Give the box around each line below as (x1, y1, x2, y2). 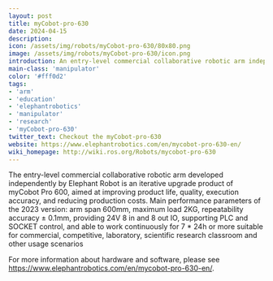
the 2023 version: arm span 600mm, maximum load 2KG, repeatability (8, 205, 244, 214)
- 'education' (8, 95, 57, 103)
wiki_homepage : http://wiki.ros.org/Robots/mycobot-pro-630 (8, 148, 217, 156)
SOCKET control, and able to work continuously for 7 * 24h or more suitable (8, 222, 264, 231)
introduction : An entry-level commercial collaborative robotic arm (8, 58, 245, 66)
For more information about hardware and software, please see (8, 255, 220, 265)
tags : (8, 80, 27, 88)
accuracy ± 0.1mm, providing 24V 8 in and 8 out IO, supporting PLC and (8, 213, 249, 223)
